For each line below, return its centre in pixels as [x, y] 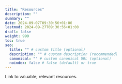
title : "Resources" [25, 9]
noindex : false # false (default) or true [53, 63]
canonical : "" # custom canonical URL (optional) [60, 59]
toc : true [15, 41]
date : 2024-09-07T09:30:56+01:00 [39, 23]
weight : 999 [17, 36]
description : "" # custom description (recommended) [64, 54]
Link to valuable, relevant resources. [41, 77]
